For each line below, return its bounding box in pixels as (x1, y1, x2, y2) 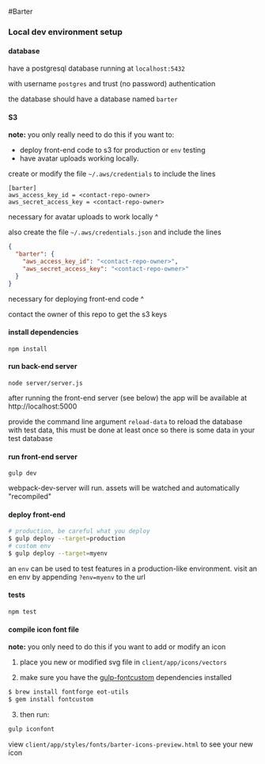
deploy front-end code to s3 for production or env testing (19, 146, 206, 155)
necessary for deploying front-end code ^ (8, 294, 145, 303)
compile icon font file (8, 625, 79, 634)
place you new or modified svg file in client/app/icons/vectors (19, 657, 227, 667)
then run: (19, 710, 50, 720)
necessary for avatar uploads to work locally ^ (8, 212, 158, 222)
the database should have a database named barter (8, 94, 178, 104)
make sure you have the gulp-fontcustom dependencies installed (19, 673, 232, 682)
